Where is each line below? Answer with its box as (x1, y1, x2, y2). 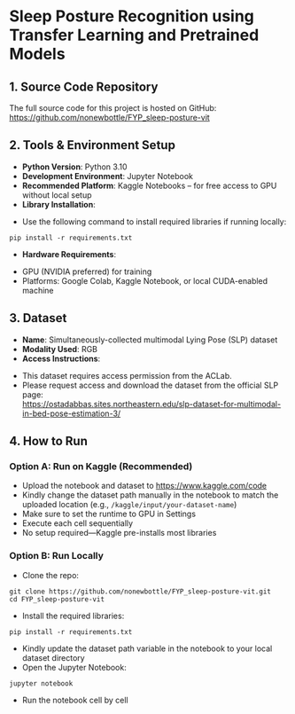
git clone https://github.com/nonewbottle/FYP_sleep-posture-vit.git (9, 587, 272, 596)
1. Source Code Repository (9, 79, 159, 94)
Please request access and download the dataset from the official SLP (21, 380, 279, 390)
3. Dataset (9, 310, 67, 326)
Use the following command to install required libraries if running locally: (21, 216, 287, 227)
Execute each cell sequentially (21, 518, 134, 529)
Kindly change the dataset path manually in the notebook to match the (21, 490, 279, 500)
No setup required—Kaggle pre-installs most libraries (21, 528, 217, 538)
